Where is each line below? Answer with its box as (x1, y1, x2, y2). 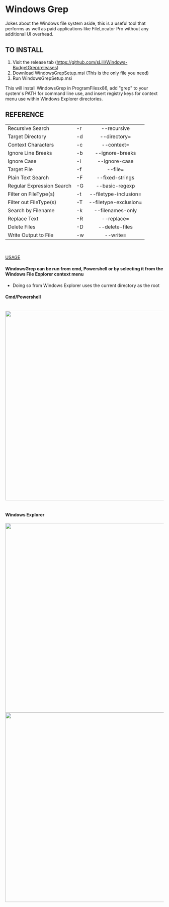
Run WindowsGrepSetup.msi (12, 75, 72, 81)
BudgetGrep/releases (12, 64, 57, 70)
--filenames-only (94, 207, 137, 214)
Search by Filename (8, 207, 55, 214)
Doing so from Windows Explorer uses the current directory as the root (12, 282, 160, 289)
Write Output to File (8, 231, 54, 238)
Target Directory (8, 133, 47, 140)
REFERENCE (5, 110, 44, 119)
